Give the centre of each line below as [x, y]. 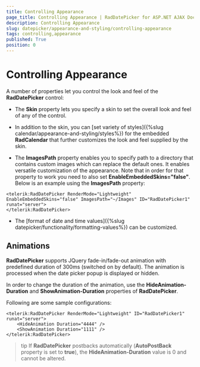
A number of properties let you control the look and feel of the [82, 91]
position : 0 [21, 45]
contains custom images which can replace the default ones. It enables [102, 164]
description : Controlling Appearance [53, 23]
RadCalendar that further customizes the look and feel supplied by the [101, 140]
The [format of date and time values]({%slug [70, 221]
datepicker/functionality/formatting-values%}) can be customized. [96, 227]
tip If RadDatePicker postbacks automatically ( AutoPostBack [96, 345]
